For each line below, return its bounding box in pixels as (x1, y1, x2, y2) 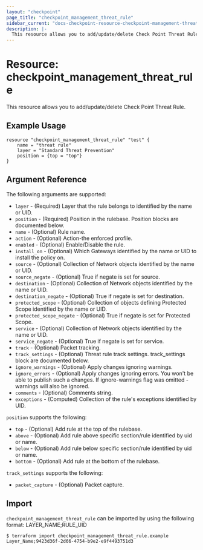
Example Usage (6, 121, 66, 131)
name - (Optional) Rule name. (14, 228, 86, 235)
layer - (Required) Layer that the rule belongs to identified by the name (14, 202, 192, 210)
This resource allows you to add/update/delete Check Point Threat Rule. (6, 104, 186, 111)
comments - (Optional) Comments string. (14, 389, 113, 396)
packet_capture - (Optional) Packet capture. (14, 481, 124, 488)
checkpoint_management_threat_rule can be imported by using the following (6, 514, 195, 522)
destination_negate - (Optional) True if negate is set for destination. (14, 292, 184, 300)
